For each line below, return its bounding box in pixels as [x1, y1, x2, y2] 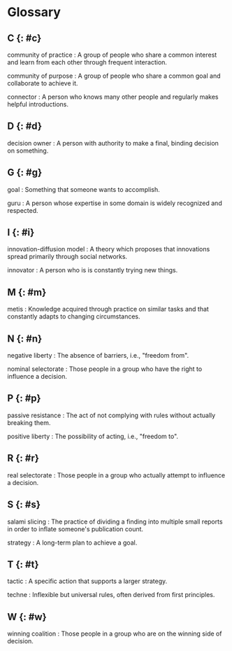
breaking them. [7, 418, 51, 427]
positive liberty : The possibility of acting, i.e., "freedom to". [7, 432, 179, 440]
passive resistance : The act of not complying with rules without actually [7, 411, 216, 419]
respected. [7, 206, 38, 214]
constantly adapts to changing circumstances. [7, 312, 140, 321]
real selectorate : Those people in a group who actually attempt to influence [7, 470, 226, 479]
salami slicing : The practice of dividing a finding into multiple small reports [7, 517, 223, 526]
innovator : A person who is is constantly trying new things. [7, 266, 178, 274]
